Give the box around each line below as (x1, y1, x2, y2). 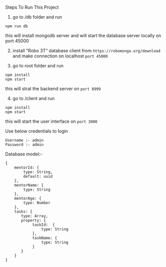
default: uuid (23, 174, 53, 179)
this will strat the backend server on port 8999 (5, 85, 101, 92)
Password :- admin (5, 142, 44, 147)
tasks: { (14, 209, 33, 214)
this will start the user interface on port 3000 (5, 118, 98, 124)
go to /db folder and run (12, 14, 62, 20)
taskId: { (32, 222, 55, 227)
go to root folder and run (12, 63, 64, 68)
